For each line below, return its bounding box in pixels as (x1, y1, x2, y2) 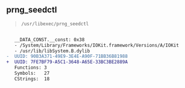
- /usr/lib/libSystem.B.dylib (14, 48, 90, 54)
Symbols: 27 (14, 71, 50, 77)
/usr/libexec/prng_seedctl (20, 20, 89, 27)
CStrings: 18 (14, 75, 50, 82)
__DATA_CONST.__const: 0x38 (14, 36, 85, 43)
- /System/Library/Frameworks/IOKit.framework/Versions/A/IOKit (14, 42, 180, 48)
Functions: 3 (14, 64, 47, 71)
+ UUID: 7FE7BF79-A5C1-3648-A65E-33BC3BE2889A (6, 59, 128, 65)
